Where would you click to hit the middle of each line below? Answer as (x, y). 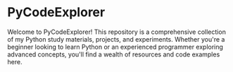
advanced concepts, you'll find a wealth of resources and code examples (114, 54)
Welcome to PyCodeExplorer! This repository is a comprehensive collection (117, 32)
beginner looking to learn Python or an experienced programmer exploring (115, 47)
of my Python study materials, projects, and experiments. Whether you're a (116, 39)
